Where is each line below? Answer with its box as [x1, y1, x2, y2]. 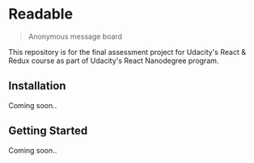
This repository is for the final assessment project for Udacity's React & [8, 47, 247, 56]
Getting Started [8, 124, 88, 138]
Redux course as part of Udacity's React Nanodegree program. [8, 56, 219, 65]
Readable [8, 5, 74, 23]
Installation [8, 79, 66, 93]
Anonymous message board [28, 31, 123, 41]
